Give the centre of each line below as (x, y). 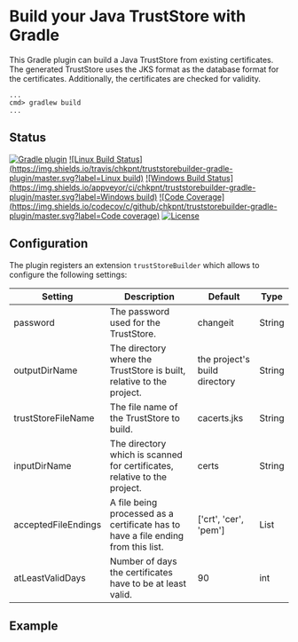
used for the (135, 322)
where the (131, 359)
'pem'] (211, 530)
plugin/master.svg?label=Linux (65, 178)
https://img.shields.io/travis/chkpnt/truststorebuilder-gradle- (122, 168)
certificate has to (145, 524)
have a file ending (147, 535)
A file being (133, 502)
